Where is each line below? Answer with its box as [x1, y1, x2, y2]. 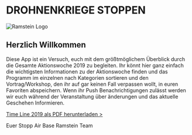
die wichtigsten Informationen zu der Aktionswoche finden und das [6, 68, 168, 75]
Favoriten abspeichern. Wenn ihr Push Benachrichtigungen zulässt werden [6, 86, 186, 94]
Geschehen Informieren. [6, 99, 65, 106]
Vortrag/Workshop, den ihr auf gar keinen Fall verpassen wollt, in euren [6, 80, 179, 87]
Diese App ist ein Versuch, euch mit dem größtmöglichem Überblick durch [6, 55, 186, 62]
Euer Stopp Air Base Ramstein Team [6, 122, 93, 129]
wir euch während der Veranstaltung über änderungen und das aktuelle [6, 93, 179, 100]
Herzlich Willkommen [6, 40, 86, 50]
